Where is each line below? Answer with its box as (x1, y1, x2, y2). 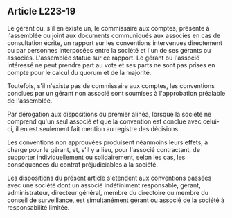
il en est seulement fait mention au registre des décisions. (15, 124, 180, 133)
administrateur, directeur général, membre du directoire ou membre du (7, 188, 209, 196)
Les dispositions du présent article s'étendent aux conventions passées (7, 174, 212, 182)
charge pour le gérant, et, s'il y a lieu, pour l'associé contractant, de (7, 145, 201, 153)
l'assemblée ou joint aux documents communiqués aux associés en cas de (7, 31, 221, 40)
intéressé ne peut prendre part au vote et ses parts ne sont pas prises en (7, 60, 216, 69)
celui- (203, 117, 220, 126)
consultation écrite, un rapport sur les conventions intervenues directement (7, 38, 223, 47)
